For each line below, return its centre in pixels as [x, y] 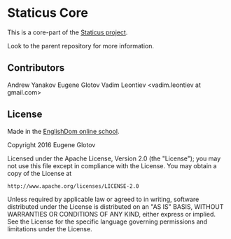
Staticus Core [48, 13]
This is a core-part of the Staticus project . [68, 32]
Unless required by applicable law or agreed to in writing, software [103, 199]
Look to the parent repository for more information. [80, 46]
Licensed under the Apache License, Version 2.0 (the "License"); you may [114, 158]
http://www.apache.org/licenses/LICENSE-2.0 [73, 186]
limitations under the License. [50, 228]
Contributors [36, 68]
